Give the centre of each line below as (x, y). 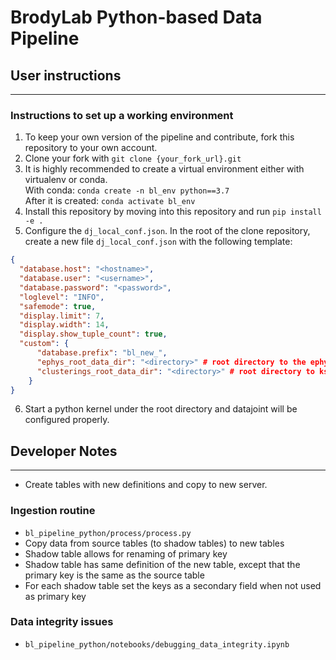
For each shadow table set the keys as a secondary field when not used (173, 585)
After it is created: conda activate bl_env (110, 201)
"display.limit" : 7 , (62, 316)
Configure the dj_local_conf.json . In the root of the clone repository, (167, 231)
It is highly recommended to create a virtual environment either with (164, 169)
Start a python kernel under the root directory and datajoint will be (161, 409)
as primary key (55, 596)
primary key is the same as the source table (114, 575)
